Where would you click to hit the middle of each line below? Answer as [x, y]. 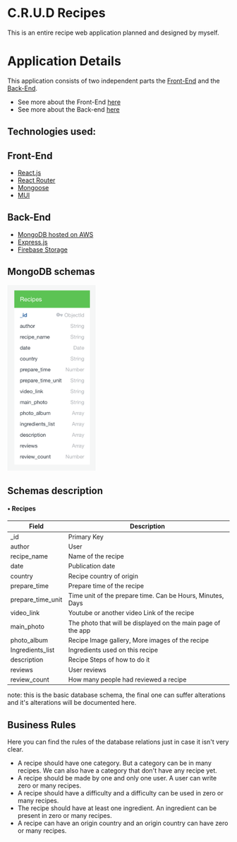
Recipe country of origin [103, 576]
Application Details [64, 61]
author [20, 546]
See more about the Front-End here [69, 102]
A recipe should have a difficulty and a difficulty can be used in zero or [120, 793]
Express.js [32, 242]
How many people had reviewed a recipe [127, 679]
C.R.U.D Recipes [56, 13]
